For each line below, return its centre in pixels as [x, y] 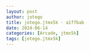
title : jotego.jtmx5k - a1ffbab [45, 22]
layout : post [22, 11]
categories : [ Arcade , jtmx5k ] [43, 33]
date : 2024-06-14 [27, 28]
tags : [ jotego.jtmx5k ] [33, 39]
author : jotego [24, 17]
